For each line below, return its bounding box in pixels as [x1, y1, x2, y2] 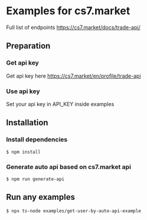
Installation [6, 117, 48, 128]
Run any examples [6, 192, 76, 202]
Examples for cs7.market [6, 4, 130, 18]
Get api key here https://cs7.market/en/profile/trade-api [6, 72, 141, 79]
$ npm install [6, 149, 41, 155]
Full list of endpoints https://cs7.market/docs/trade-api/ [6, 24, 141, 31]
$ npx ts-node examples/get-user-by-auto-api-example [6, 208, 142, 214]
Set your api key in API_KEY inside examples [6, 100, 115, 107]
